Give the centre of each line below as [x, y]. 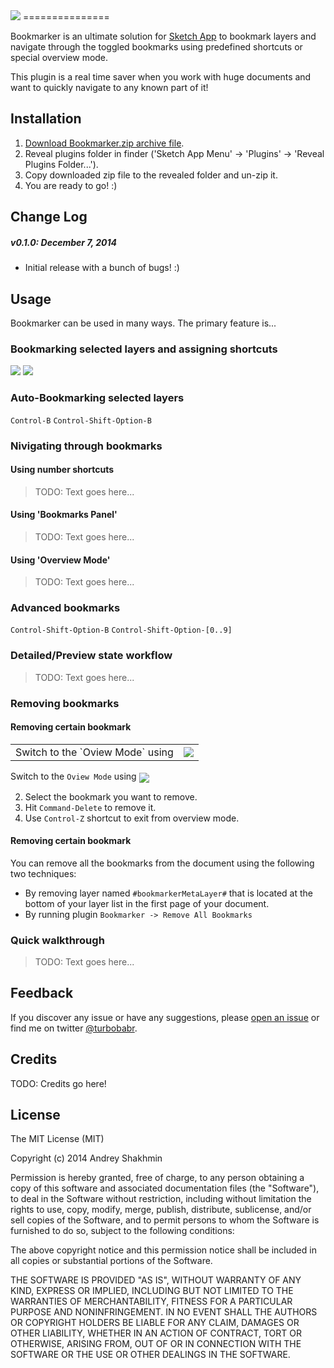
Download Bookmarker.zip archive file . [104, 143]
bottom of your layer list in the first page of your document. [147, 903]
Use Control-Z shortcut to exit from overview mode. [132, 818]
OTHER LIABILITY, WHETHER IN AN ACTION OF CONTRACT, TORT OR [156, 1333]
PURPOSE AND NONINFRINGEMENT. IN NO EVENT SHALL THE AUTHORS [164, 1312]
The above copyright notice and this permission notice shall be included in [163, 1250]
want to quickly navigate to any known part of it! [109, 87]
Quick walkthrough [57, 940]
